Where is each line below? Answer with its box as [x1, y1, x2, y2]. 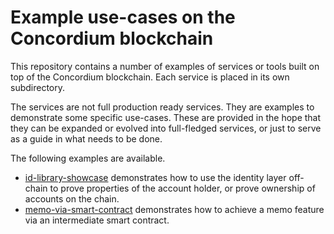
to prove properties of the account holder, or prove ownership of [49, 182, 316, 194]
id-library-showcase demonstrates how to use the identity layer [24, 171, 287, 183]
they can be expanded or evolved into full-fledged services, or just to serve [10, 122, 322, 134]
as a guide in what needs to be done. [10, 132, 163, 145]
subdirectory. [10, 81, 66, 93]
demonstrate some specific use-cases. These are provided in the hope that [10, 111, 322, 123]
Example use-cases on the [10, 6, 236, 29]
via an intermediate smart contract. [24, 214, 170, 226]
